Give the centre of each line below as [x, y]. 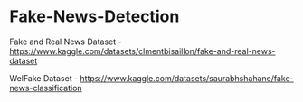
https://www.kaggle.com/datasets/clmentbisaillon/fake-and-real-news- [142, 51]
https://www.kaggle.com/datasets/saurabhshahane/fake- [187, 78]
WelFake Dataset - [44, 78]
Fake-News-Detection [95, 17]
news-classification [46, 88]
